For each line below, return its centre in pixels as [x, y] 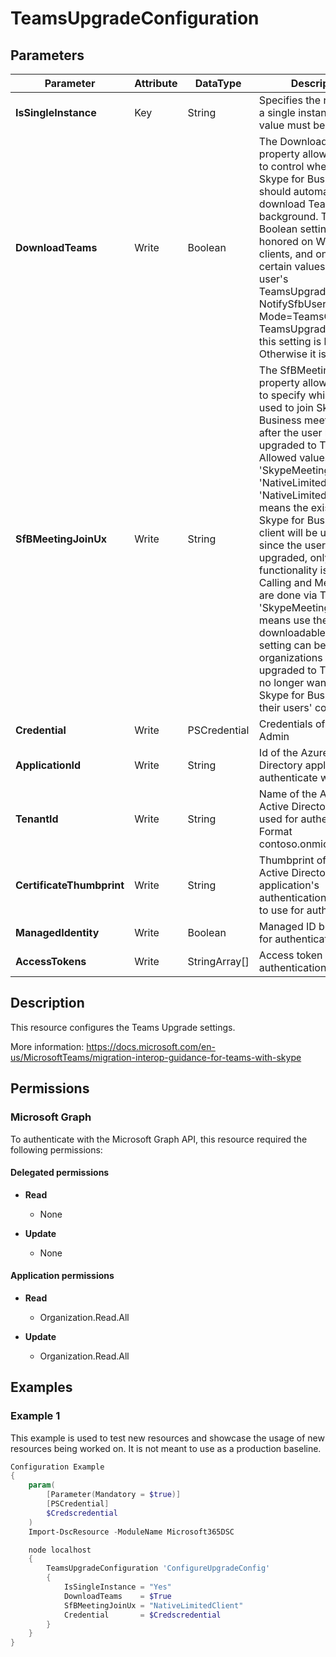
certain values [292, 266]
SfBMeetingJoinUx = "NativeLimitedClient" [153, 1605]
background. [288, 216]
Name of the [288, 794]
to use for [281, 910]
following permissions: [56, 1149]
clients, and [285, 254]
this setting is [290, 341]
